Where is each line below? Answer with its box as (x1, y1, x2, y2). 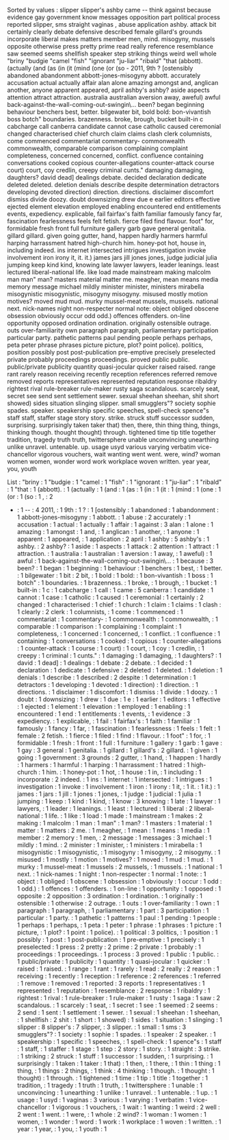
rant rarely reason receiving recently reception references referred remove (7, 370, 217, 378)
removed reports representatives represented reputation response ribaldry (7, 377, 217, 385)
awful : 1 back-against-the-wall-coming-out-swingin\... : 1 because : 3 (16, 557, 214, 565)
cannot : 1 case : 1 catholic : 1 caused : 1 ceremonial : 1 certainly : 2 (16, 593, 204, 601)
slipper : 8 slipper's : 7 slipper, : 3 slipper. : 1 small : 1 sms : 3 (16, 1023, 187, 1031)
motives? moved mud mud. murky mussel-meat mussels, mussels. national (7, 298, 219, 305)
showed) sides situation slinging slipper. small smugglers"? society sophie (7, 399, 217, 407)
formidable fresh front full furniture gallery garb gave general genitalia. (7, 224, 206, 232)
